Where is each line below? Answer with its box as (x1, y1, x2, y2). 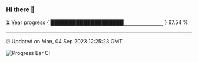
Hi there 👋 (6, 5, 35, 13)
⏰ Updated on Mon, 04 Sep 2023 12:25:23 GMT (6, 38, 123, 45)
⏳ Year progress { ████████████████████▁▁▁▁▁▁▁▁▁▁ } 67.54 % (6, 19, 189, 26)
